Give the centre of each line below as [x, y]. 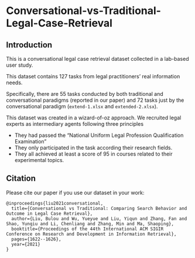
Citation [21, 179]
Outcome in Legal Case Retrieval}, [49, 214]
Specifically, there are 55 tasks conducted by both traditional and [85, 94]
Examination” [30, 141]
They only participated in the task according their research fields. [93, 148]
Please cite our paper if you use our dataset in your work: [75, 192]
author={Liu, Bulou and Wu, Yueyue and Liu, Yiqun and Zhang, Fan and [99, 219]
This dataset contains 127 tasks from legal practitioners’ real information [93, 76]
